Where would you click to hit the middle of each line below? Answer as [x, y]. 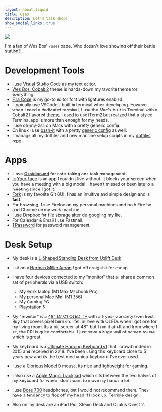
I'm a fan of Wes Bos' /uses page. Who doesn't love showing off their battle [80, 46]
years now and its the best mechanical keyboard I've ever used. [75, 357]
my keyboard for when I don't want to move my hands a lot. [71, 380]
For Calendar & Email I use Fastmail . [48, 220]
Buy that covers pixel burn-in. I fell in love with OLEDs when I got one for [84, 322]
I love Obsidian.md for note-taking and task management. [69, 174]
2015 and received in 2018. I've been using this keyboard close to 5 [79, 351]
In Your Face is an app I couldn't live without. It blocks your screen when [84, 179]
